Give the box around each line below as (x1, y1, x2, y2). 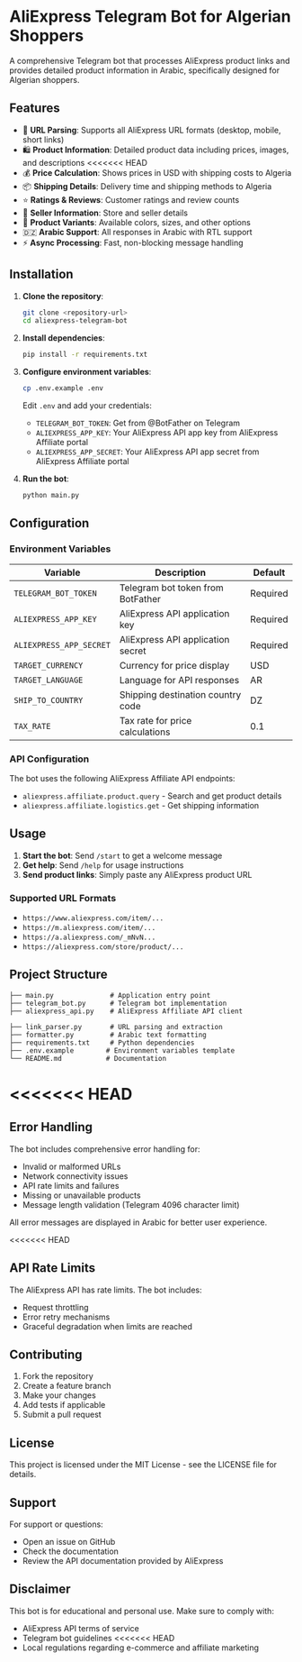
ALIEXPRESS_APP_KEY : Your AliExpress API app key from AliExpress (35, 427, 279, 438)
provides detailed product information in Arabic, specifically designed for (9, 65, 280, 76)
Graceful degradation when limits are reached (22, 1320, 193, 1331)
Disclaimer (9, 1582, 71, 1597)
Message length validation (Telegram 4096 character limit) (22, 1199, 240, 1210)
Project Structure (9, 967, 108, 982)
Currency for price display (119, 659, 230, 671)
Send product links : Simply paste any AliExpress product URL (22, 869, 253, 880)
